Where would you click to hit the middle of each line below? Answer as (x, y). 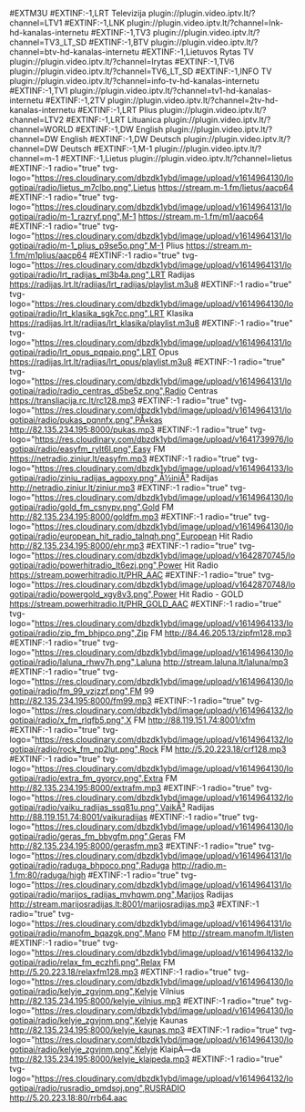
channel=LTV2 (37, 119)
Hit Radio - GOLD (211, 594)
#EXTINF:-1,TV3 (121, 32)
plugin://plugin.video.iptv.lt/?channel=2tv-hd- (193, 100)
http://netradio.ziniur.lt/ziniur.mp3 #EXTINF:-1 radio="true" (119, 488)
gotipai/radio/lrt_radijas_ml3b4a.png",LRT (88, 274)
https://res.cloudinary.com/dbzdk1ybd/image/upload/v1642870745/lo (165, 556)
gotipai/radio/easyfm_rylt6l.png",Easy (81, 449)
